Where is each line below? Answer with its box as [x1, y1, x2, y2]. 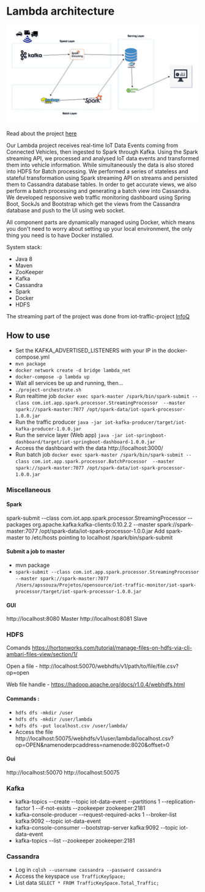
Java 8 [15, 255, 32, 263]
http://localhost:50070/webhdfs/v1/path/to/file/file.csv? [39, 662, 179, 670]
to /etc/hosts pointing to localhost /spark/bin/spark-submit [25, 534, 173, 541]
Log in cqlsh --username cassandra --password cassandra [15, 866, 162, 874]
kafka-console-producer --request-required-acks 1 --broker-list [15, 811, 177, 819]
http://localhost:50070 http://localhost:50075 [6, 768, 120, 776]
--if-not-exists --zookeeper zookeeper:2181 [35, 804, 146, 812]
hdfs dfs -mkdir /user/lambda [15, 716, 93, 722]
